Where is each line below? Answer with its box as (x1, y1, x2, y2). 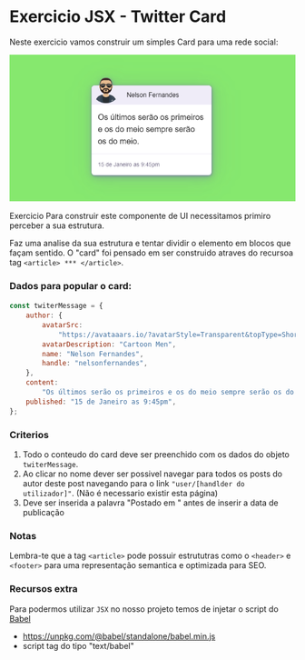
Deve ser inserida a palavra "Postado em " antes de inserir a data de (22, 497, 279, 508)
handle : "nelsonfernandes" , (42, 359, 148, 368)
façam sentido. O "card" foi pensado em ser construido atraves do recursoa (9, 247, 293, 258)
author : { (25, 311, 64, 320)
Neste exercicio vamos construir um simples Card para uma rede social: (9, 36, 279, 47)
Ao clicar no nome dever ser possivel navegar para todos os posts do (22, 468, 283, 479)
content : (25, 378, 59, 387)
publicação (22, 507, 65, 518)
